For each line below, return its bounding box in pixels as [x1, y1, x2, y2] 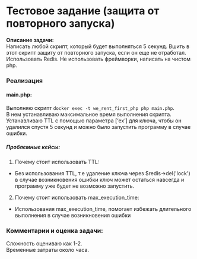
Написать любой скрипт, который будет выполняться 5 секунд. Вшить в [6, 43, 190, 50]
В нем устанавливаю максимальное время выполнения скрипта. [6, 111, 172, 118]
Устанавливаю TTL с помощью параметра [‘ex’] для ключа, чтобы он [6, 117, 182, 124]
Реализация [6, 76, 43, 84]
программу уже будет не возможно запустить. [14, 182, 135, 189]
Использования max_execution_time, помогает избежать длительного [14, 206, 192, 213]
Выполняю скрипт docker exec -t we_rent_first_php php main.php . [6, 105, 175, 112]
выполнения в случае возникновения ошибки [14, 212, 131, 219]
